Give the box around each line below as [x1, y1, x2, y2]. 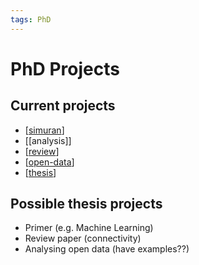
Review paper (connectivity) [24, 232, 142, 245]
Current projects [10, 97, 116, 115]
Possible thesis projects [10, 196, 163, 213]
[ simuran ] [24, 124, 65, 136]
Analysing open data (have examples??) [24, 243, 190, 255]
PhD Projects [10, 57, 120, 80]
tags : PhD [10, 14, 52, 25]
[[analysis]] [24, 134, 72, 146]
